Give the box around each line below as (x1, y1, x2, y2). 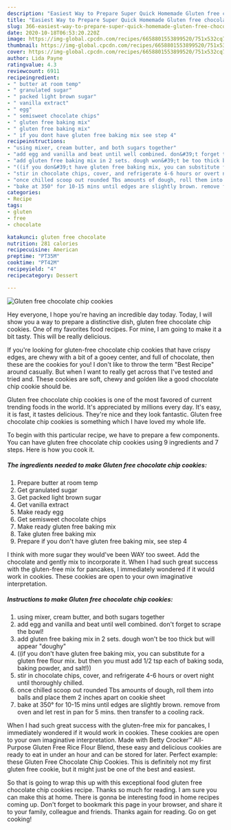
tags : (7, 202, 23, 209)
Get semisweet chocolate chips (16, 515, 107, 523)
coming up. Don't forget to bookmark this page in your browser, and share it (7, 800, 222, 809)
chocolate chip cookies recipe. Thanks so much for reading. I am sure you (7, 785, 217, 794)
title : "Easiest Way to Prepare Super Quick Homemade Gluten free (7, 17, 201, 23)
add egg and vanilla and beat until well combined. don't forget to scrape (16, 620, 221, 628)
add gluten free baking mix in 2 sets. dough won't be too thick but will (16, 635, 215, 643)
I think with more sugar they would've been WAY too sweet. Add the (7, 550, 200, 558)
